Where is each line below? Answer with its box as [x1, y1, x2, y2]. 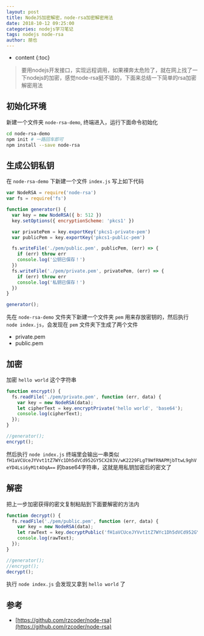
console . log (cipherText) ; [17, 411, 83, 417]
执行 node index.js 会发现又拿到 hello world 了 [6, 581, 126, 588]
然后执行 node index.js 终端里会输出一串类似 [6, 450, 120, 458]
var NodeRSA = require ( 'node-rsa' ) [6, 190, 97, 196]
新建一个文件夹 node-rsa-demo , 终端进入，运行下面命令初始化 [6, 118, 158, 125]
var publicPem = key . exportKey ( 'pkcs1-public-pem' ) [12, 234, 146, 240]
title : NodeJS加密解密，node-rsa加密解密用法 [6, 15, 114, 21]
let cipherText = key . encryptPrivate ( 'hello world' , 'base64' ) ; [17, 405, 183, 411]
